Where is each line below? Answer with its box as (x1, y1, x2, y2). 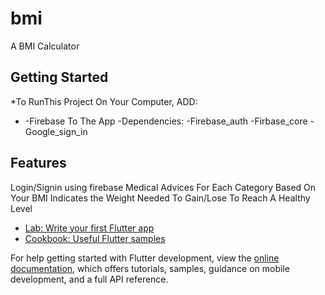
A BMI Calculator (10, 40, 80, 52)
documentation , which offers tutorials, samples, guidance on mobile (10, 262, 290, 274)
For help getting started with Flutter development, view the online (10, 252, 280, 264)
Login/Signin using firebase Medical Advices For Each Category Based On (10, 181, 317, 193)
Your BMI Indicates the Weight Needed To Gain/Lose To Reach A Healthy (10, 192, 311, 204)
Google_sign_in (24, 125, 88, 137)
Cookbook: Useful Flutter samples (24, 232, 166, 244)
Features (10, 155, 67, 172)
